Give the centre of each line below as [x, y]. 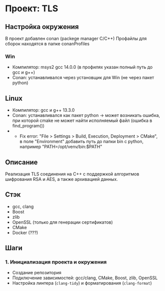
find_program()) [28, 126]
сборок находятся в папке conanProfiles [47, 44]
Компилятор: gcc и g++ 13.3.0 [43, 110]
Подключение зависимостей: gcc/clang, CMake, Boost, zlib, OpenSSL [85, 278]
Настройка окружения [42, 27]
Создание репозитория [37, 273]
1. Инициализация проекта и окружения [56, 262]
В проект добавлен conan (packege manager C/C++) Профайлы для [76, 38]
